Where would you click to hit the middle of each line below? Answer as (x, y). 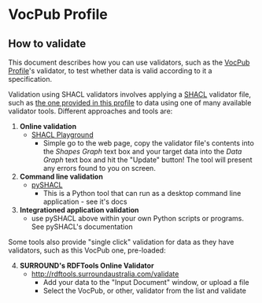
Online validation (48, 126)
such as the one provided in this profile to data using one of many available (130, 103)
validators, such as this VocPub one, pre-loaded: (87, 250)
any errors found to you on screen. (99, 168)
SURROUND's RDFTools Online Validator (87, 266)
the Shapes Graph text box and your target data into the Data (142, 151)
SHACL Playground (62, 135)
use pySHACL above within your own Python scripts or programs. (138, 218)
